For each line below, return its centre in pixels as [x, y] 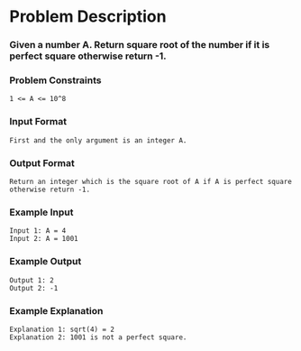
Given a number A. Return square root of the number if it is [140, 45]
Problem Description [88, 17]
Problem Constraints [55, 80]
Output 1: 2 [32, 280]
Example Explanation [56, 310]
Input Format [38, 122]
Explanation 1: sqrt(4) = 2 [62, 329]
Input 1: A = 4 [38, 231]
